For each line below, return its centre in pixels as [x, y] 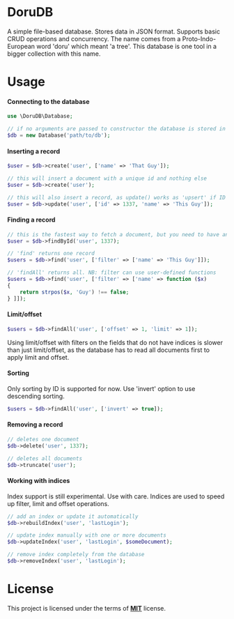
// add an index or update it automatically [73, 517]
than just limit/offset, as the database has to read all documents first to [109, 350]
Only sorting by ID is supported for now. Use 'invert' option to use [101, 388]
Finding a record [31, 220]
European [21, 46]
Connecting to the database [48, 101]
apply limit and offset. [38, 357]
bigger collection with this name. [54, 54]
